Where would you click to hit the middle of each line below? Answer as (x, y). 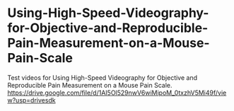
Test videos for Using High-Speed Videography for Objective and (103, 77)
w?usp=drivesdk (31, 100)
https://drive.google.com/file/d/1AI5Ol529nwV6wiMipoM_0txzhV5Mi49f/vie (117, 93)
